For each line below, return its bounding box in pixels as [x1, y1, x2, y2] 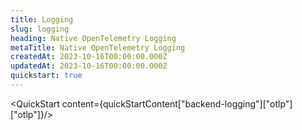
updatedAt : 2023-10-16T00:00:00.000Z [10, 61, 168, 71]
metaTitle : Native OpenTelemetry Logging [10, 42, 186, 53]
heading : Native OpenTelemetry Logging [10, 33, 177, 43]
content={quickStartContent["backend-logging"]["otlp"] [61, 97, 293, 110]
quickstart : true [10, 71, 83, 81]
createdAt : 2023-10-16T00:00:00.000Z [10, 52, 168, 62]
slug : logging [10, 24, 70, 34]
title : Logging [10, 14, 74, 25]
